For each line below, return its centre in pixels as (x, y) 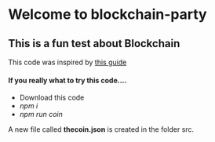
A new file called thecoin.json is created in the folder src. (101, 129)
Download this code (52, 98)
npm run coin (41, 115)
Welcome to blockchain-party (107, 15)
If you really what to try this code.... (67, 80)
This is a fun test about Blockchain (94, 44)
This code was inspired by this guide (67, 62)
